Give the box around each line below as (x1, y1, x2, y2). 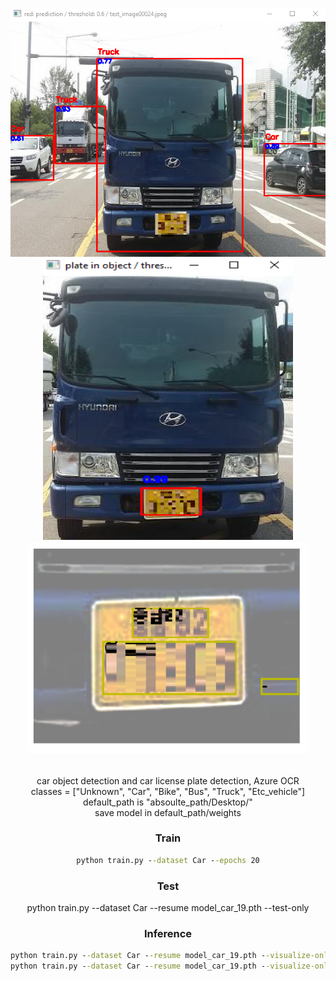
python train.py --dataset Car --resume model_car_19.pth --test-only (26, 901, 310, 913)
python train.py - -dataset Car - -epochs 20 (76, 855, 260, 865)
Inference (143, 926, 193, 940)
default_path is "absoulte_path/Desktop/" (83, 796, 253, 808)
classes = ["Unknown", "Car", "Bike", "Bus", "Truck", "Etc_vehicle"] (30, 785, 306, 797)
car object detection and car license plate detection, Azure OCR (36, 774, 300, 787)
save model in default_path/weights (94, 806, 242, 818)
